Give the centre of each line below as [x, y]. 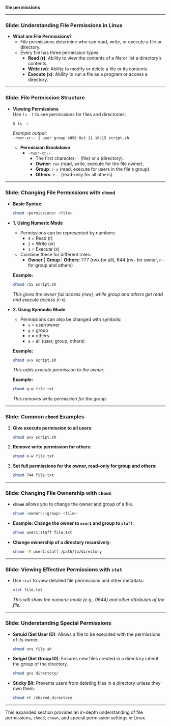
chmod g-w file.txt [33, 389]
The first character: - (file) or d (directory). [80, 158]
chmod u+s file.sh [32, 649]
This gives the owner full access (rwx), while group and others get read [88, 294]
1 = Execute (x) [44, 249]
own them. [24, 689]
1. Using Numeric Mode [38, 223]
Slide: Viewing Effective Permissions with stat [64, 570]
